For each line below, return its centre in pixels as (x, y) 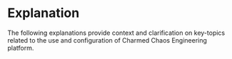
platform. (21, 48)
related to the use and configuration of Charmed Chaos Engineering (107, 40)
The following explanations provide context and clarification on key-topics (116, 33)
